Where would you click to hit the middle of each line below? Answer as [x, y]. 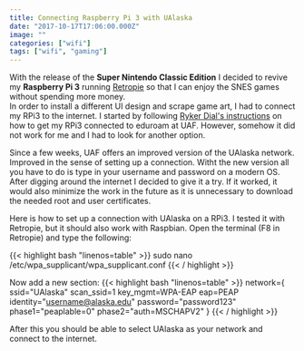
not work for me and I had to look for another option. [108, 135]
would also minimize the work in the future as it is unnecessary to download [151, 191]
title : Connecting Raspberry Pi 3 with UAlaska [101, 18]
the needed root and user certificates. [80, 201]
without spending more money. [67, 97]
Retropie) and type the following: [70, 238]
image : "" [28, 34]
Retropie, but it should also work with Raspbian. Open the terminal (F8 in [145, 229]
